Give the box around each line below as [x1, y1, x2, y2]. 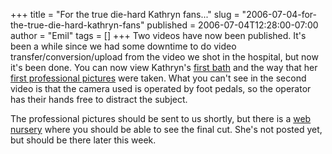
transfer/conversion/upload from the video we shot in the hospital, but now [10, 51, 319, 63]
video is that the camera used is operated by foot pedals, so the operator [10, 83, 312, 94]
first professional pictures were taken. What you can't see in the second [10, 72, 307, 84]
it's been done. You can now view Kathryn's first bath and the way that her [10, 62, 318, 73]
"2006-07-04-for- [241, 9, 318, 20]
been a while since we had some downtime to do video [10, 40, 237, 52]
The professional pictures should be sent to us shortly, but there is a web [10, 113, 312, 124]
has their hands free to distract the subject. [10, 94, 188, 105]
